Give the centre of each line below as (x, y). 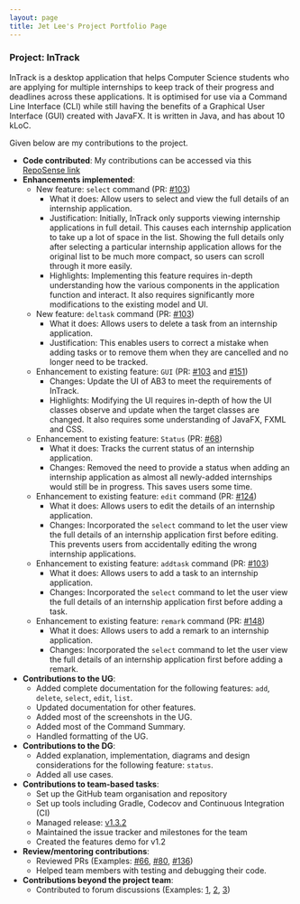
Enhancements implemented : (78, 179)
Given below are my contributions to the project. (99, 143)
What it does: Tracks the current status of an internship (152, 448)
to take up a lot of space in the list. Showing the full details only (167, 237)
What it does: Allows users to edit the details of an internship (162, 506)
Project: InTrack (45, 58)
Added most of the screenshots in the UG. (114, 717)
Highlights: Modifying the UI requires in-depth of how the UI (160, 400)
